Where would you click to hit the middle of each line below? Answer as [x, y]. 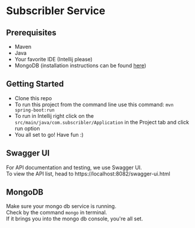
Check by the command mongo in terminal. [57, 213]
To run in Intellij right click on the [54, 115]
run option [27, 128]
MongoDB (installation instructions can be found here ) [80, 65]
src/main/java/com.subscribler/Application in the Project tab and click [102, 122]
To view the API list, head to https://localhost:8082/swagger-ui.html [88, 174]
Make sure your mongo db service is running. [61, 206]
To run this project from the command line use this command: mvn [94, 104]
